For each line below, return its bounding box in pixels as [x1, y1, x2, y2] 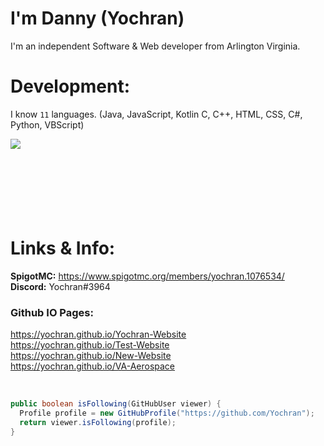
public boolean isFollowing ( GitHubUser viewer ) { [10, 399, 222, 409]
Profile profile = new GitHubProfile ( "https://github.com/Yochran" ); [19, 408, 315, 418]
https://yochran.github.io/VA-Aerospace [10, 360, 176, 372]
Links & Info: [10, 237, 116, 260]
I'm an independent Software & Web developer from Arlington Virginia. [10, 40, 301, 52]
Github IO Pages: [10, 305, 94, 319]
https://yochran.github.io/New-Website [10, 350, 172, 362]
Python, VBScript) [10, 118, 85, 131]
